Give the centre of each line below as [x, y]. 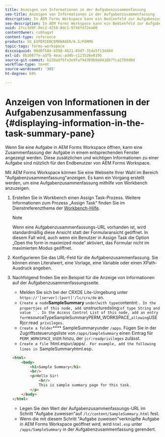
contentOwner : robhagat [29, 32]
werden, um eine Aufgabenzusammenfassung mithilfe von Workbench [76, 183]
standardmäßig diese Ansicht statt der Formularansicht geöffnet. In [80, 232]
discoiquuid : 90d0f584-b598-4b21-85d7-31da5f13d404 [59, 51]
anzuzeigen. [18, 188]
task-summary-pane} [50, 134]
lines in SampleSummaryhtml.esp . [57, 349]
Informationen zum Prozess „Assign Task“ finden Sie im [69, 203]
